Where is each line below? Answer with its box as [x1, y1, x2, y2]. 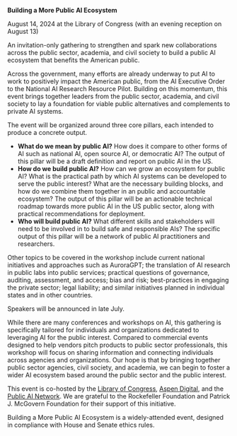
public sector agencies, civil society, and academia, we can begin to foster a [7, 363, 231, 372]
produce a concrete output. [7, 129, 87, 136]
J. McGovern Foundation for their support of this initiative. [7, 399, 176, 408]
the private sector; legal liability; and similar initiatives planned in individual [7, 283, 225, 292]
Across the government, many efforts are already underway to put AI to [7, 70, 216, 78]
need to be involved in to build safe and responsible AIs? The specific [17, 225, 221, 232]
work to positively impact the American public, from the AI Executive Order [7, 77, 225, 86]
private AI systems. [7, 107, 64, 115]
